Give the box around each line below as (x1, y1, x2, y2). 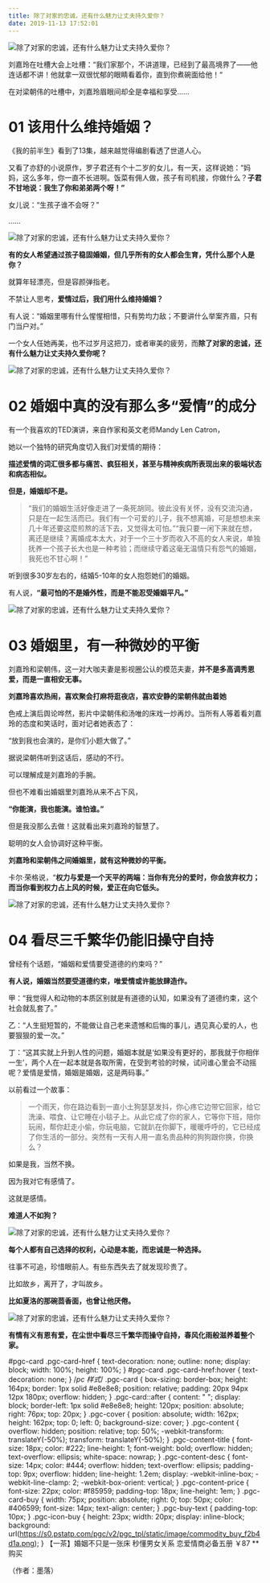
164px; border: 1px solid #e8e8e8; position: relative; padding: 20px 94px (8, 1383, 249, 1393)
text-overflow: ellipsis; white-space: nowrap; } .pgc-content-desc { (8, 1452, 231, 1461)
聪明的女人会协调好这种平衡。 (8, 839, 107, 848)
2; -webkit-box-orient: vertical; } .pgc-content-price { (72, 1478, 249, 1487)
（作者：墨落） (8, 1566, 58, 1576)
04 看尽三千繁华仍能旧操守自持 (8, 931, 215, 950)
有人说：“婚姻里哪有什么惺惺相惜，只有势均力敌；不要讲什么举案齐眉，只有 (8, 311, 259, 321)
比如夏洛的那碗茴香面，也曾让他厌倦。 (8, 1296, 135, 1306)
